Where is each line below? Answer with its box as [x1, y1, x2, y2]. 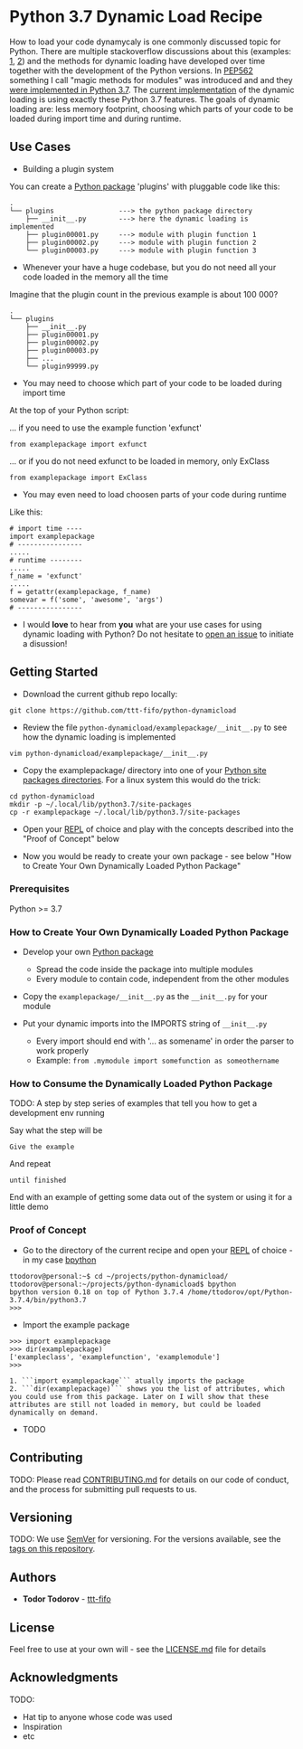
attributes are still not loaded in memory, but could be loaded [9, 1400, 260, 1409]
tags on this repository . [9, 1544, 96, 1555]
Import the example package [22, 1319, 130, 1330]
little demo [9, 1201, 49, 1213]
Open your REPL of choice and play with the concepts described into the [22, 823, 294, 834]
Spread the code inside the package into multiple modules [35, 964, 253, 975]
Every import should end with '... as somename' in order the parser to [35, 1035, 294, 1046]
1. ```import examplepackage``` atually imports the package [9, 1376, 245, 1385]
